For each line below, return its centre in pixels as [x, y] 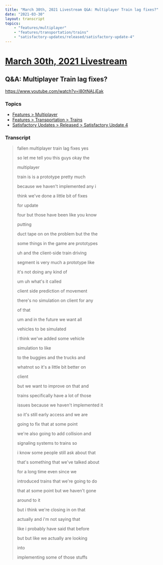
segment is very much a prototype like [56, 263]
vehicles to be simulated [42, 329]
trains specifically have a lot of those [54, 396]
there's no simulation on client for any [55, 300]
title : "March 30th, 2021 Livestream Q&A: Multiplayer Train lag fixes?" [82, 10]
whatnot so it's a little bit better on [51, 367]
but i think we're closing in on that [51, 510]
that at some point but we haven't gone [57, 491]
